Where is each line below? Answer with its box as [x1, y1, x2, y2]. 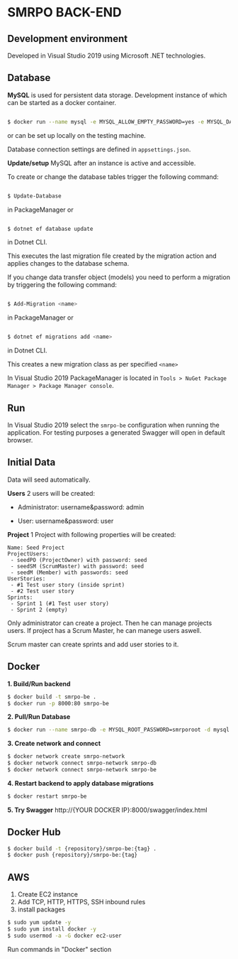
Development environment [7, 33, 128, 45]
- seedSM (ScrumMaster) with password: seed [10, 563, 144, 570]
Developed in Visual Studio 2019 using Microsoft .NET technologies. [7, 51, 206, 60]
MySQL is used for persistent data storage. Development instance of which [7, 90, 227, 99]
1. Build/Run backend [7, 679, 71, 688]
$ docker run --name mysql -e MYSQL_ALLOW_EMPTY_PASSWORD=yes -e [7, 118, 204, 125]
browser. [7, 436, 33, 444]
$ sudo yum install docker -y [7, 926, 97, 933]
